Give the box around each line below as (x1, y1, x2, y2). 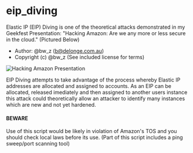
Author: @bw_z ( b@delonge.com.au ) (14, 47, 104, 54)
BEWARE (6, 114, 28, 121)
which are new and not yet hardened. (6, 101, 96, 108)
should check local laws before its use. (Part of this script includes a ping (6, 134, 183, 141)
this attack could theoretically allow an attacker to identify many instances (6, 95, 185, 102)
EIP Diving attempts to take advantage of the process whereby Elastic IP (6, 76, 181, 83)
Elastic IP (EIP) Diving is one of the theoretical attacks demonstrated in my (6, 23, 185, 30)
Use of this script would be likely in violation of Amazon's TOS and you (6, 128, 177, 135)
